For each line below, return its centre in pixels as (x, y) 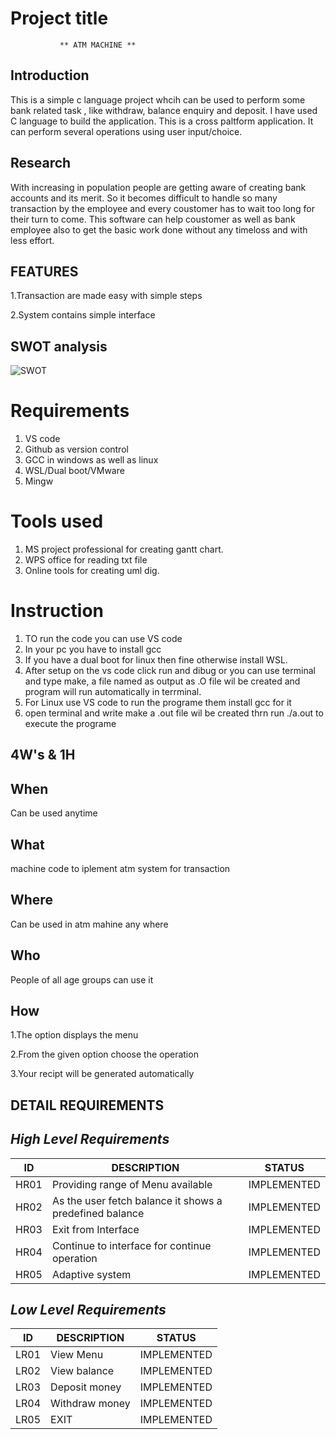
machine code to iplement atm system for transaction (120, 869)
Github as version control (76, 449)
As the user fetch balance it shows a (137, 1200)
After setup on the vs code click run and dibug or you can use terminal (170, 670)
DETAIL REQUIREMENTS (87, 1105)
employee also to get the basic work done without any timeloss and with (159, 229)
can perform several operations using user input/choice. (126, 131)
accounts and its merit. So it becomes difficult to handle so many (144, 198)
